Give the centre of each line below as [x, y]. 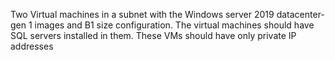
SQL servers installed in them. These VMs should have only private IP [153, 35]
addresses [32, 46]
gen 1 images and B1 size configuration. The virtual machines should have [162, 25]
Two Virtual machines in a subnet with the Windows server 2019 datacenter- [167, 14]
